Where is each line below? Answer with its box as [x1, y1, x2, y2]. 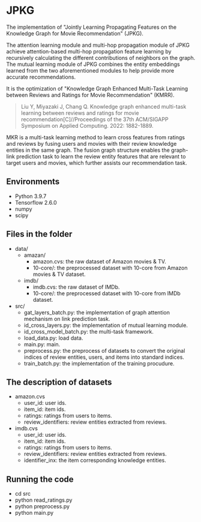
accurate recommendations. [6, 73, 76, 80]
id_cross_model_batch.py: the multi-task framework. [23, 328, 154, 335]
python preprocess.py [14, 503, 70, 510]
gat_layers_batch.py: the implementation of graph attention [23, 308, 170, 316]
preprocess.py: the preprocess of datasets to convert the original [23, 347, 185, 354]
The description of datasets [6, 377, 112, 387]
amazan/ [23, 251, 46, 259]
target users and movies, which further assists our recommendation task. [6, 159, 187, 166]
